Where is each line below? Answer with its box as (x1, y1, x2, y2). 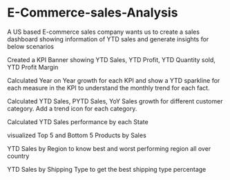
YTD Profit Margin (7, 63, 59, 71)
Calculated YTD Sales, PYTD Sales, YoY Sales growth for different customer (7, 97, 223, 105)
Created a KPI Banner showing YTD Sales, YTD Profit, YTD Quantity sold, (7, 55, 216, 63)
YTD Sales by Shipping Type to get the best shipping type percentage (7, 165, 207, 173)
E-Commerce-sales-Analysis (7, 5, 178, 21)
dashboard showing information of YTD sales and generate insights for (7, 34, 209, 43)
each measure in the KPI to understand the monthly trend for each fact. (7, 83, 210, 92)
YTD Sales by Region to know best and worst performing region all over (7, 144, 211, 152)
